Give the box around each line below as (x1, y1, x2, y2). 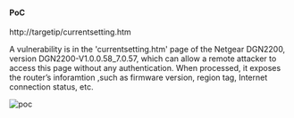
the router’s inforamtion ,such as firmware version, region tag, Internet (9, 72, 268, 83)
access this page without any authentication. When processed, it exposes (9, 63, 281, 74)
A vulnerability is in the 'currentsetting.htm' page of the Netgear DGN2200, (9, 44, 286, 55)
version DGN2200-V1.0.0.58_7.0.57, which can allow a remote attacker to (9, 53, 277, 64)
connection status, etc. (9, 82, 94, 92)
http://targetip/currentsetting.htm (9, 27, 131, 37)
